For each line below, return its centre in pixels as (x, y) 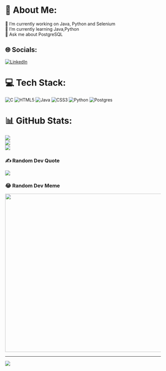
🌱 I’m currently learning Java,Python (42, 29)
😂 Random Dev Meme (33, 185)
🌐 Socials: (21, 50)
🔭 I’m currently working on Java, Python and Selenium (60, 24)
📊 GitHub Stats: (39, 120)
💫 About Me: (31, 10)
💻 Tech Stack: (36, 82)
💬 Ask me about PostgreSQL (34, 34)
